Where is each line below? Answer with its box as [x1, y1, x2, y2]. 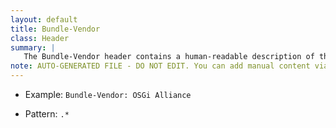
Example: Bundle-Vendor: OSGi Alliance [24, 89, 192, 100]
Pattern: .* [24, 108, 70, 120]
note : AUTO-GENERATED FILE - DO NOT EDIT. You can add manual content [10, 61, 311, 71]
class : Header [10, 33, 70, 43]
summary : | [10, 42, 56, 53]
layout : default [10, 14, 78, 25]
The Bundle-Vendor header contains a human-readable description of [23, 52, 315, 62]
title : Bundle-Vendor [10, 24, 101, 34]
